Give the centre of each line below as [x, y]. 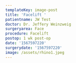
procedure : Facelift [27, 34]
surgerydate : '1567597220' [34, 48]
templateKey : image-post [31, 10]
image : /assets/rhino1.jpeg [35, 52]
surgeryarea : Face [25, 29]
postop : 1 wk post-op [28, 39]
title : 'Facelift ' [26, 15]
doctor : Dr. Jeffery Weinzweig [38, 24]
